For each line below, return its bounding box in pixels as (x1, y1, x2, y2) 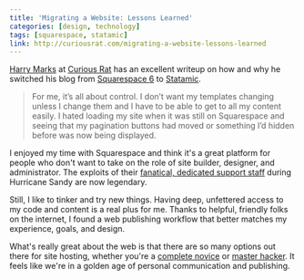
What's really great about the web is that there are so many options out (9, 241, 276, 252)
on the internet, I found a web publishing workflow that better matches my (9, 213, 288, 224)
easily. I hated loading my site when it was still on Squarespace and (31, 110, 285, 121)
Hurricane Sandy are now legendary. (9, 177, 147, 188)
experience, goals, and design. (9, 223, 126, 234)
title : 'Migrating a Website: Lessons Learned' (9, 13, 194, 23)
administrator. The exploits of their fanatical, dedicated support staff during (9, 167, 292, 178)
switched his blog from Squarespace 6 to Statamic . (9, 74, 202, 85)
